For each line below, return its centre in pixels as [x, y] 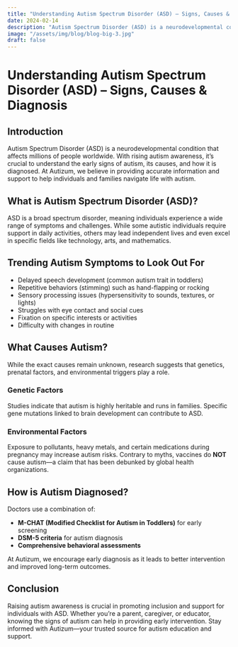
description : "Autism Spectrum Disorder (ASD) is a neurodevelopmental [115, 27]
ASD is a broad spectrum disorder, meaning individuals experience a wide [115, 218]
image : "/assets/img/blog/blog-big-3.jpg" [71, 34]
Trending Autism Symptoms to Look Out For [106, 263]
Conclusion [33, 589]
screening [32, 530]
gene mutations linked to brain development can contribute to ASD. [105, 413]
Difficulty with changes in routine [66, 325]
